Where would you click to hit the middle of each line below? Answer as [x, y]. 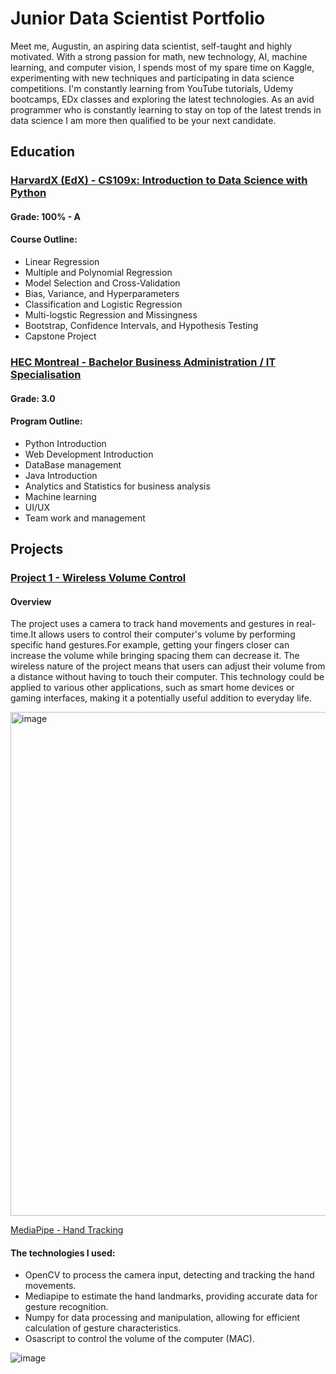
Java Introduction [61, 475]
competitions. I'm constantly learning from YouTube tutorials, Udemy [152, 88]
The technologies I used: [63, 1253]
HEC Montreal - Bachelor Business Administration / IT [143, 362]
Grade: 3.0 [33, 398]
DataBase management [73, 464]
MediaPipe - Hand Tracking [67, 1230]
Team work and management [85, 518]
